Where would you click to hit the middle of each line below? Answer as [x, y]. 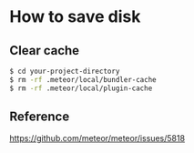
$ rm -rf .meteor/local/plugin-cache [81, 88]
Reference [40, 117]
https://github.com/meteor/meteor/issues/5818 [97, 138]
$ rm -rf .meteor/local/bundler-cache [83, 79]
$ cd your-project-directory [65, 71]
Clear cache [45, 51]
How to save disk [75, 17]
